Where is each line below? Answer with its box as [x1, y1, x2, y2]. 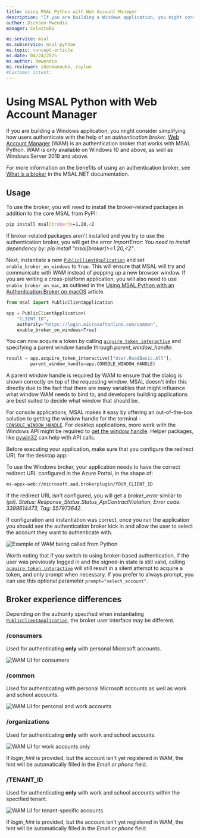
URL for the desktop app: [6, 452, 68, 459]
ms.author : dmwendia [6, 58, 58, 64]
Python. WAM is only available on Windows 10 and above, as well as [6, 147, 173, 154]
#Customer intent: [6, 69, 52, 75]
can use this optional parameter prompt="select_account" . [6, 577, 148, 584]
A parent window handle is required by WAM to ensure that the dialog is [6, 372, 183, 379]
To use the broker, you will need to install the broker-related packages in [6, 204, 183, 211]
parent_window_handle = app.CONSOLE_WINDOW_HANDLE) [30, 361, 156, 367]
